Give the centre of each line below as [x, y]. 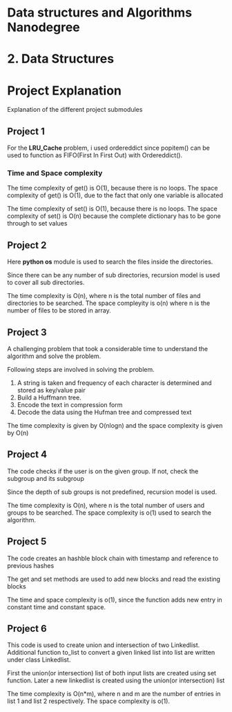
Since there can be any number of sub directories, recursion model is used [114, 275]
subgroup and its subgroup [46, 478]
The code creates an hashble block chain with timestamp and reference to [113, 558]
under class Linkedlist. [39, 660]
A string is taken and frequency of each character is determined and [114, 383]
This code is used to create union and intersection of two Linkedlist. [104, 645]
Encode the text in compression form [70, 405]
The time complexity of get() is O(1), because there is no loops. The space [113, 188]
